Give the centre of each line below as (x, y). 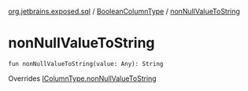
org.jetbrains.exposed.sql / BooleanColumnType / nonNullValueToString (124, 11)
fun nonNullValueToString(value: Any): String (86, 64)
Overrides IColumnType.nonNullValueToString (82, 78)
